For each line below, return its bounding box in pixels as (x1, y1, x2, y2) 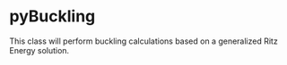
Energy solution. (9, 45, 70, 55)
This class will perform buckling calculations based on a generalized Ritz (9, 36, 278, 46)
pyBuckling (9, 6, 96, 27)
